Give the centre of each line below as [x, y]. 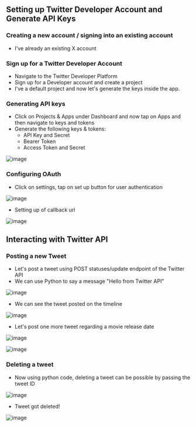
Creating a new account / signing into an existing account [90, 36]
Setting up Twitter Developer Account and [84, 10]
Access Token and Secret [54, 148]
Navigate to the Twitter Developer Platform [66, 76]
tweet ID [25, 384]
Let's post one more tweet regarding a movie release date [84, 327]
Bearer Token [39, 141]
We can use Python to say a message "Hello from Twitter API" [89, 281]
